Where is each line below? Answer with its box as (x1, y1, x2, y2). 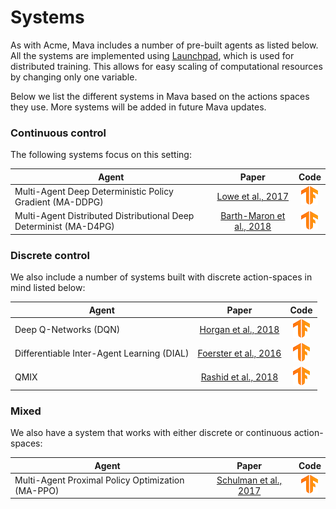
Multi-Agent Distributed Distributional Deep (14, 210, 195, 222)
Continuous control (10, 126, 107, 140)
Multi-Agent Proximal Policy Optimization (14, 474, 185, 486)
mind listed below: (10, 282, 86, 294)
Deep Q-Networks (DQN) (14, 323, 121, 335)
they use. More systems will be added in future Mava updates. (10, 101, 267, 113)
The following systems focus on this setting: (10, 149, 192, 161)
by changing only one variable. (10, 71, 138, 83)
